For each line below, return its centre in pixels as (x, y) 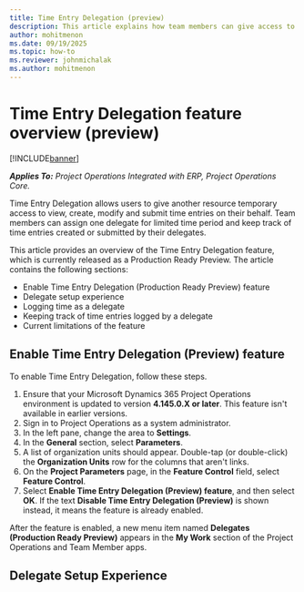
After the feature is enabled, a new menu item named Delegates (130, 527)
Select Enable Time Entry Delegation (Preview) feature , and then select (158, 490)
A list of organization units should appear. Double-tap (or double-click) (155, 452)
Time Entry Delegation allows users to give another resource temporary (143, 203)
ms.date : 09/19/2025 (49, 43)
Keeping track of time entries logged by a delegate (118, 316)
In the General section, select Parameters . (103, 442)
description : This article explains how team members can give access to (152, 26)
